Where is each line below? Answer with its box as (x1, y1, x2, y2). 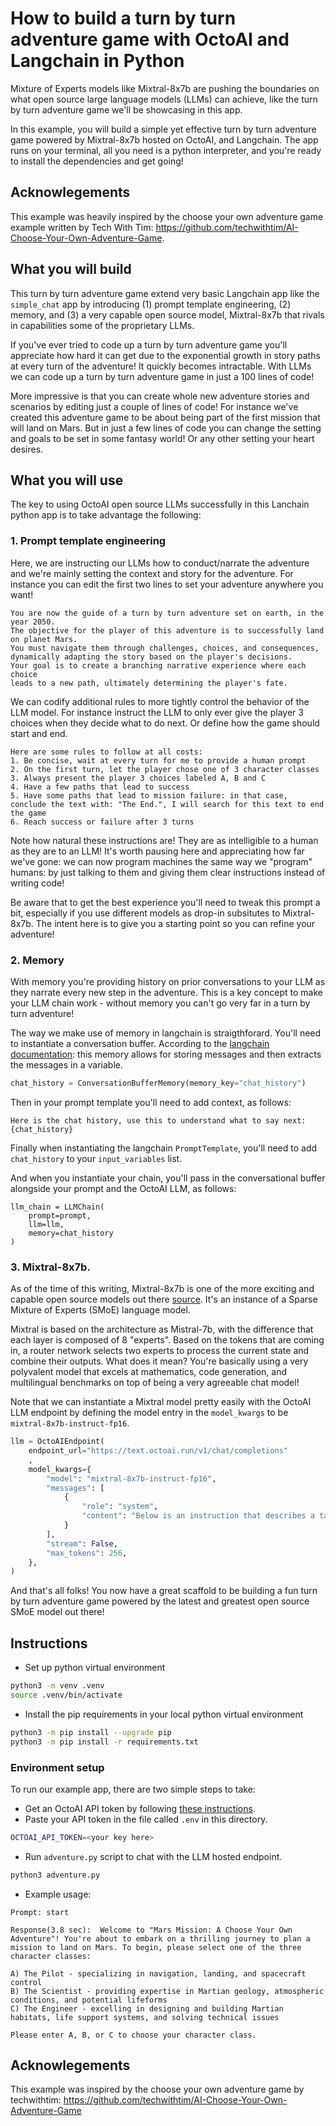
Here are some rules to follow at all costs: (10, 747, 203, 757)
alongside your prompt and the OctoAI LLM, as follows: (10, 1182, 237, 1194)
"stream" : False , (46, 1538, 118, 1549)
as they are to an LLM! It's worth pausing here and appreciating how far (10, 845, 305, 857)
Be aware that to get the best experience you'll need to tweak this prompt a (10, 896, 321, 908)
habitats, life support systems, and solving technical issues (10, 2012, 280, 2022)
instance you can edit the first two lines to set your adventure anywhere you (10, 578, 324, 590)
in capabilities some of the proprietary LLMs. (10, 319, 195, 331)
